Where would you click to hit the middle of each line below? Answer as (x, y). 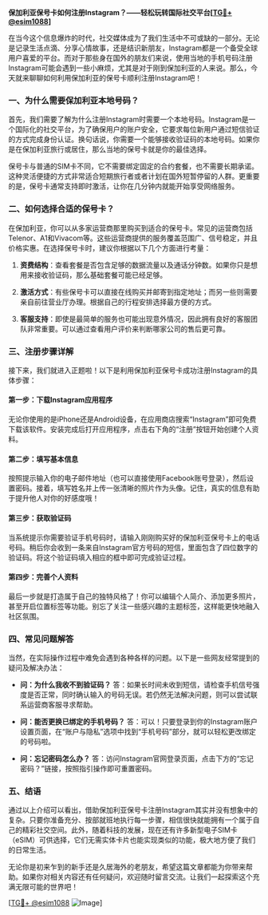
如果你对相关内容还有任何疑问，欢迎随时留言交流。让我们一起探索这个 (137, 877)
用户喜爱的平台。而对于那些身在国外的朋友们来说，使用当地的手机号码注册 (130, 58)
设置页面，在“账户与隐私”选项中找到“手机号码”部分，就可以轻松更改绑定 (138, 731)
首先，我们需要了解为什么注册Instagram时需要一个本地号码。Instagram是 (128, 120)
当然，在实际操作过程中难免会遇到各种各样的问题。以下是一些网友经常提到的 (134, 658)
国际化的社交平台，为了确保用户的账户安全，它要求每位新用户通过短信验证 (137, 129)
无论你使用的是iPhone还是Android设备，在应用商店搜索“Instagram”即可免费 (132, 419)
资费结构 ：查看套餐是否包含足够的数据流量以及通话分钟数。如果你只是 (135, 265)
